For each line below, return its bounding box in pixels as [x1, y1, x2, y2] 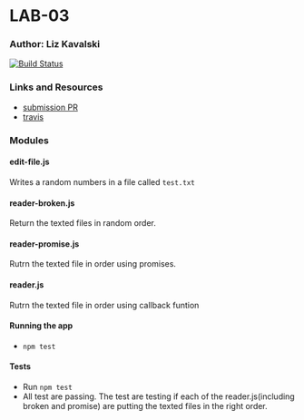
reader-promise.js [9, 238, 80, 249]
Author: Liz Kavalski [9, 38, 101, 51]
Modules [9, 133, 50, 146]
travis [22, 111, 44, 122]
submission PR [22, 102, 79, 112]
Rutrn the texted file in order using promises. [9, 259, 177, 269]
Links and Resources [9, 81, 103, 93]
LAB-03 [9, 5, 70, 26]
